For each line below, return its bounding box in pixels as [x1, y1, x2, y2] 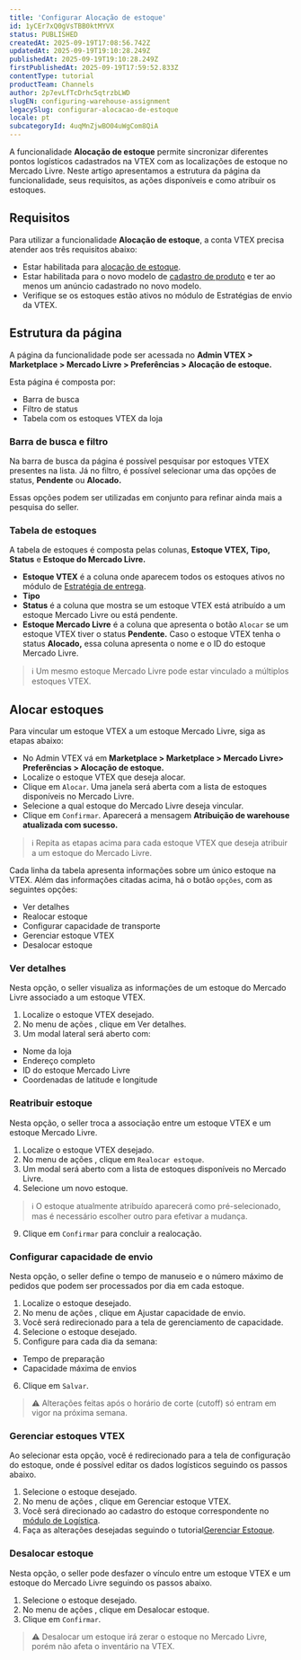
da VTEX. [22, 299, 58, 310]
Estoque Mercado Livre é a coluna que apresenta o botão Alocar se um [22, 619, 289, 630]
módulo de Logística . [22, 1515, 101, 1526]
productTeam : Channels [9, 80, 94, 89]
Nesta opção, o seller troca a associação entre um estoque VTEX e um [9, 1117, 271, 1128]
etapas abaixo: [9, 736, 65, 746]
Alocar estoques [9, 702, 104, 717]
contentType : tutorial [9, 72, 94, 81]
